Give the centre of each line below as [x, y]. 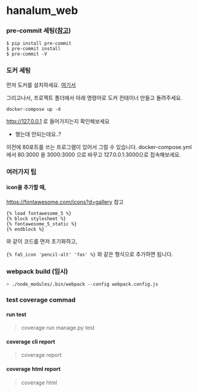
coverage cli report [31, 341]
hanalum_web [42, 11]
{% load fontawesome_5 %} [39, 213]
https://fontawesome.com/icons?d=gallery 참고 [65, 202]
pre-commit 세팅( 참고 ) [39, 31]
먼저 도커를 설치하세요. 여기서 [41, 85]
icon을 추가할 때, [26, 187]
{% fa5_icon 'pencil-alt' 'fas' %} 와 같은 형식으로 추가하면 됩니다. [90, 254]
